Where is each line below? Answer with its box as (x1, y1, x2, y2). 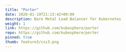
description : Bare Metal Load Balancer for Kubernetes (5, 16, 122, 21)
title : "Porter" (5, 7, 39, 12)
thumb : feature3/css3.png (5, 40, 59, 45)
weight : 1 (5, 21, 26, 26)
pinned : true (5, 35, 32, 40)
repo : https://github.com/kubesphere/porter (5, 30, 99, 35)
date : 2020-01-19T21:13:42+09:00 (5, 12, 75, 17)
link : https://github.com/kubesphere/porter (5, 26, 99, 31)
